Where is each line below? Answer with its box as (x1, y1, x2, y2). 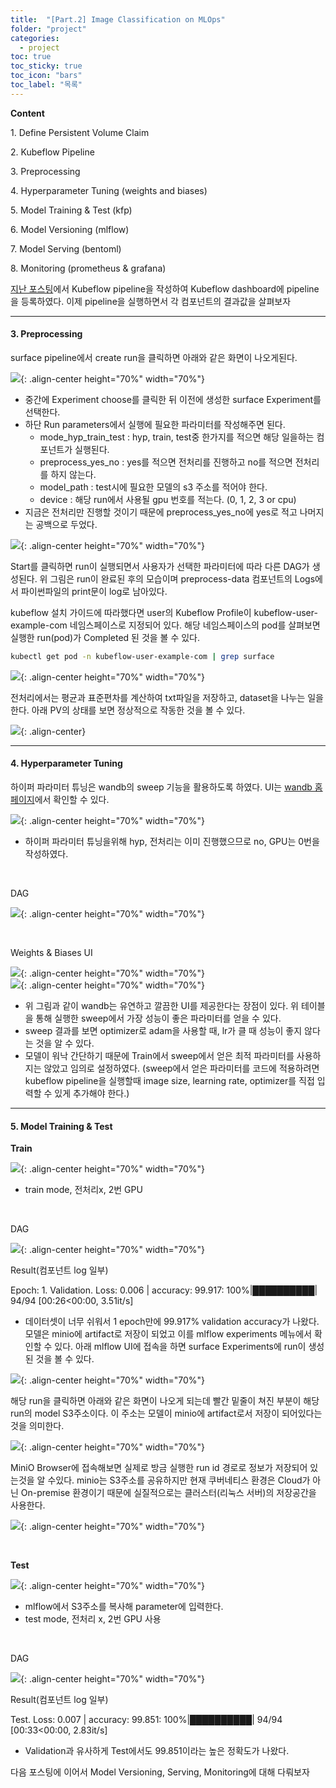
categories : (10, 33, 60, 43)
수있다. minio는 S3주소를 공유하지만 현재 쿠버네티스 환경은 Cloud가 (47, 1474, 311, 1486)
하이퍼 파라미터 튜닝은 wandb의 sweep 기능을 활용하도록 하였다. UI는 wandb (10, 781, 313, 793)
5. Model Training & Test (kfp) (10, 204, 133, 216)
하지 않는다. (50, 468, 97, 480)
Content (10, 107, 45, 119)
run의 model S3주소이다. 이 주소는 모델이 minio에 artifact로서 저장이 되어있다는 (10, 1407, 323, 1420)
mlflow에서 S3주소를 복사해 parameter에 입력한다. (24, 1601, 224, 1613)
